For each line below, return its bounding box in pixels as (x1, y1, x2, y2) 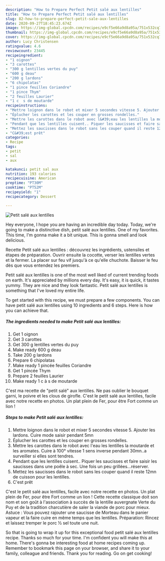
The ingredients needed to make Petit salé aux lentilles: (5, 319, 121, 325)
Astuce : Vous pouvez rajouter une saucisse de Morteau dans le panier (5, 509, 149, 515)
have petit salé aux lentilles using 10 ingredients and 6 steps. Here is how (5, 302, 153, 308)
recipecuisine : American (5, 176, 56, 181)
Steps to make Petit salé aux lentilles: (5, 415, 84, 421)
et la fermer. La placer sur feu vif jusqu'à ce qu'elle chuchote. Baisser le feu (5, 257, 158, 263)
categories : (5, 135, 30, 140)
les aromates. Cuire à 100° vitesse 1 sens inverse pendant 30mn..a (12, 448, 147, 453)
